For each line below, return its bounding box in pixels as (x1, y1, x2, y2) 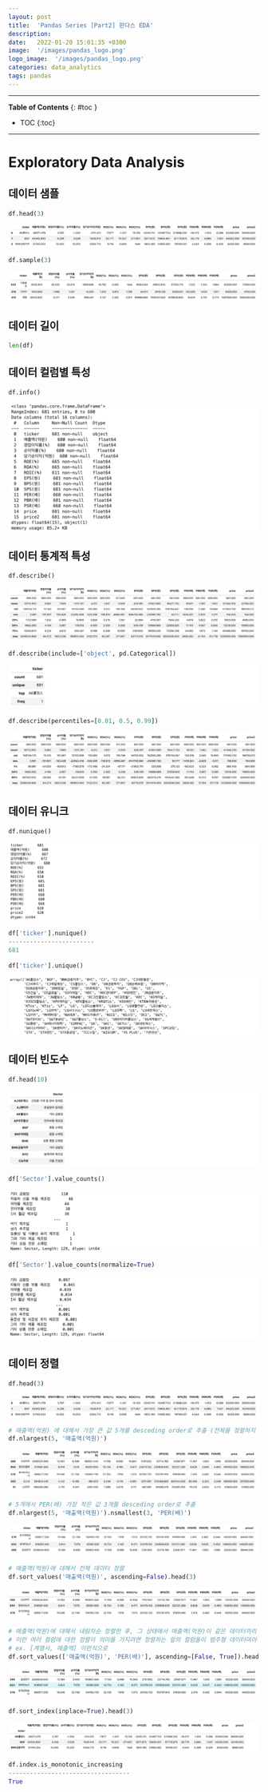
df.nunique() (8, 827, 52, 835)
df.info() (8, 388, 41, 396)
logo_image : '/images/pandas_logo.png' (8, 55, 145, 63)
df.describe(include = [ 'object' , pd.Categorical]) (8, 650, 177, 658)
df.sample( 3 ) (8, 256, 52, 264)
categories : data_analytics (8, 64, 102, 72)
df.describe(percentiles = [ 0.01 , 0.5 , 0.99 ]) (8, 717, 159, 725)
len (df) (8, 342, 34, 350)
